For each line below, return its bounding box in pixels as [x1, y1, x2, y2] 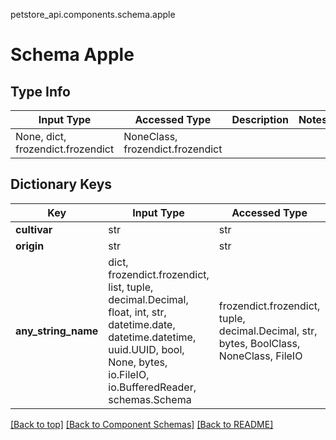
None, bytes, [108, 355, 168, 369]
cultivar [15, 222, 53, 236]
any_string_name [15, 324, 99, 338]
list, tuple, [108, 280, 154, 294]
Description [231, 113, 289, 126]
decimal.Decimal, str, [218, 324, 318, 338]
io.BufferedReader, [108, 380, 197, 394]
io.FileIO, [108, 367, 150, 381]
